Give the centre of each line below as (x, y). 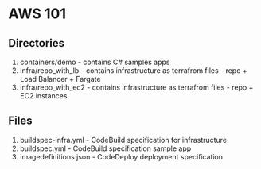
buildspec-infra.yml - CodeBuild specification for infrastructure (123, 140)
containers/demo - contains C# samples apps (95, 62)
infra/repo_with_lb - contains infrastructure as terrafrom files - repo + (134, 71)
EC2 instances (43, 96)
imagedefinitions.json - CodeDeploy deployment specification (121, 156)
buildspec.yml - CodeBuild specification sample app (105, 148)
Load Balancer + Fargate (60, 79)
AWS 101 (37, 14)
